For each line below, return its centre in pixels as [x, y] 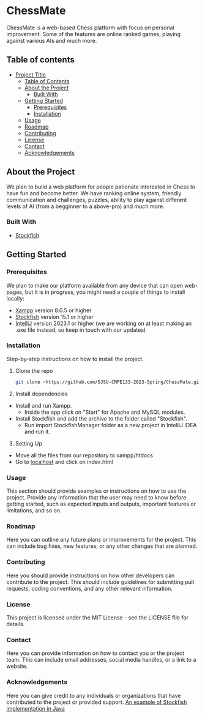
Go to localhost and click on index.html [64, 462]
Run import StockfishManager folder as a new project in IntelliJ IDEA [110, 425]
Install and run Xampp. [43, 405]
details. [16, 624]
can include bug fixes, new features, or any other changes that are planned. [102, 546]
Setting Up [29, 443]
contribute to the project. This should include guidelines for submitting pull [100, 582]
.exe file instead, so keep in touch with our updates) [80, 330]
